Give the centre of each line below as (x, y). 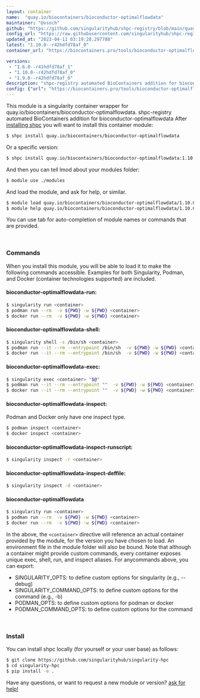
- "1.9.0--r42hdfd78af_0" (41, 78)
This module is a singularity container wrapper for (67, 106)
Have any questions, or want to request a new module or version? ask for (96, 683)
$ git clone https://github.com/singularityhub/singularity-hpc (87, 660)
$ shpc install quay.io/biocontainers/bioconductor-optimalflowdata (93, 136)
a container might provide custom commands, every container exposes (93, 553)
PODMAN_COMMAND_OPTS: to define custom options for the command (104, 609)
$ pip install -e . (30, 671)
